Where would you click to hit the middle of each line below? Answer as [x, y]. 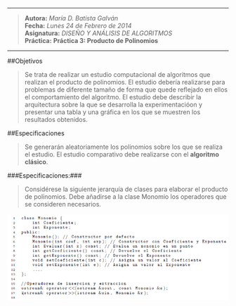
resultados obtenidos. [56, 120]
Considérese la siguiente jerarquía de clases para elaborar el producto [126, 189]
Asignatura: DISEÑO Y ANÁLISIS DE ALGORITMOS [98, 33]
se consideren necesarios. [63, 204]
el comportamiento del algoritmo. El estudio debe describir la [113, 97]
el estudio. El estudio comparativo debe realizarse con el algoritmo [122, 154]
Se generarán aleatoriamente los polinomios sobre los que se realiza [124, 147]
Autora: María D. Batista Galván [71, 18]
